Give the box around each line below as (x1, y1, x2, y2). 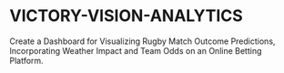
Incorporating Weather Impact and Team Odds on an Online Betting (9, 45, 262, 56)
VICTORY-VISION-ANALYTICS (9, 5, 243, 26)
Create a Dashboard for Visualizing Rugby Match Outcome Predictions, (9, 36, 276, 47)
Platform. (9, 55, 44, 66)
